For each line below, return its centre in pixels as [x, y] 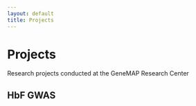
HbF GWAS [32, 95]
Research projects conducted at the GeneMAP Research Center [98, 73]
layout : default [30, 14]
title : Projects [30, 20]
